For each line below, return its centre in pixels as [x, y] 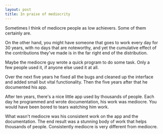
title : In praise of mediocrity [38, 14]
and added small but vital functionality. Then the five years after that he [76, 82]
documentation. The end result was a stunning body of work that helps [76, 121]
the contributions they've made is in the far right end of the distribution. [76, 53]
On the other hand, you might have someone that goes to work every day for [81, 42]
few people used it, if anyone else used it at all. [52, 67]
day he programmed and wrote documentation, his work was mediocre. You [81, 101]
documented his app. [26, 87]
